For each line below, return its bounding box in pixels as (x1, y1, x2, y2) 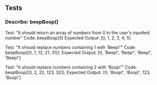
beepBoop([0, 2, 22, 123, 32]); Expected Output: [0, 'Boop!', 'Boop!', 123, (5, 69, 151, 75)
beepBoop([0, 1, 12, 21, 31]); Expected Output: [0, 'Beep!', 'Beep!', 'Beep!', (5, 49, 152, 55)
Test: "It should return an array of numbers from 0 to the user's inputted (5, 29, 150, 36)
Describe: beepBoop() (5, 19, 59, 25)
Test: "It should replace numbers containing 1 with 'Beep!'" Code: (5, 44, 137, 50)
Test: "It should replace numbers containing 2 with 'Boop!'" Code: (5, 64, 137, 70)
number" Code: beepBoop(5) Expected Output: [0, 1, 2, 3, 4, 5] (5, 35, 131, 41)
